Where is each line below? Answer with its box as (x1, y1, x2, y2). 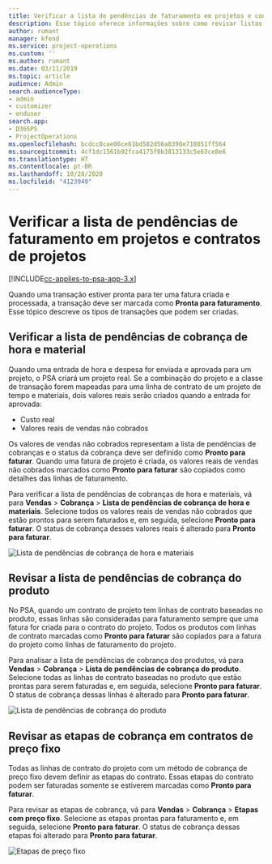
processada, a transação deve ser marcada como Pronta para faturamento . (8, 297, 262, 308)
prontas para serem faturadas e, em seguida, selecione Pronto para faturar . (8, 682, 262, 691)
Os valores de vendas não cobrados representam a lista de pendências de (8, 438, 257, 448)
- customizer (8, 102, 53, 110)
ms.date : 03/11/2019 (8, 65, 79, 73)
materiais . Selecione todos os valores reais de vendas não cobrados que (8, 506, 253, 515)
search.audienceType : (8, 87, 82, 96)
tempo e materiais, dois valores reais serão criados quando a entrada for (8, 390, 251, 400)
